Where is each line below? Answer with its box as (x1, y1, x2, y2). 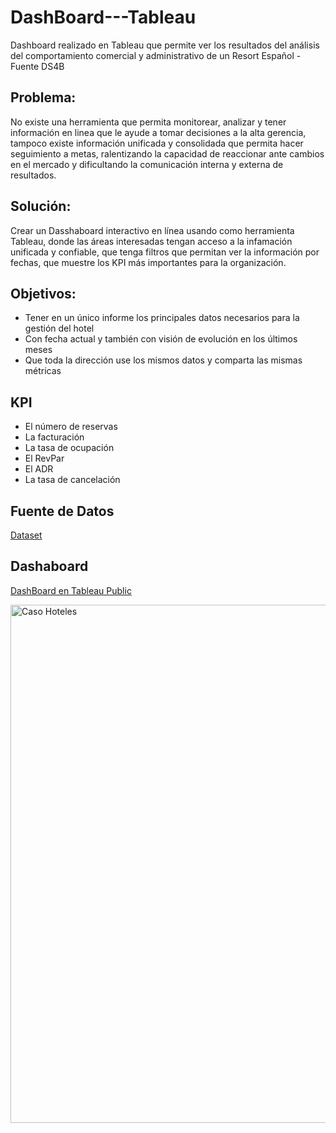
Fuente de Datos (10, 502, 115, 520)
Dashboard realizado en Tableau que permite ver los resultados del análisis (10, 39, 320, 51)
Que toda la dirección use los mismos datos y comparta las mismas (24, 354, 303, 366)
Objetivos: (10, 285, 77, 302)
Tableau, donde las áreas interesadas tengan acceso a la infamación (10, 235, 293, 247)
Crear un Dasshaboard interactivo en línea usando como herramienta (10, 224, 295, 236)
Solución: (10, 198, 72, 215)
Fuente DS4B (10, 60, 65, 72)
